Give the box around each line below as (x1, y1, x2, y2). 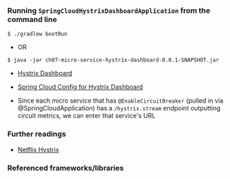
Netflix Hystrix (17, 145, 60, 154)
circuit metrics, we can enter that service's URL (17, 112, 156, 120)
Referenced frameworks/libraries (7, 163, 124, 173)
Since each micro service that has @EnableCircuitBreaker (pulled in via (17, 96, 224, 105)
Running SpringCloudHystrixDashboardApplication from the (7, 6, 210, 16)
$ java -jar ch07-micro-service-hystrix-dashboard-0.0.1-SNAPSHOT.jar (7, 57, 219, 64)
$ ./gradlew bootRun (7, 30, 68, 37)
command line (7, 14, 58, 24)
